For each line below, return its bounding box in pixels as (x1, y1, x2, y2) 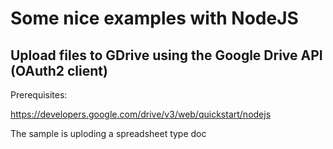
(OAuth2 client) (10, 62, 108, 79)
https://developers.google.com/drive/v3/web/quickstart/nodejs (10, 108, 272, 120)
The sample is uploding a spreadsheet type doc (10, 128, 207, 139)
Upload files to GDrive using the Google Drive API (10, 47, 323, 64)
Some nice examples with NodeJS (10, 7, 299, 30)
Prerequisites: (10, 89, 68, 101)
